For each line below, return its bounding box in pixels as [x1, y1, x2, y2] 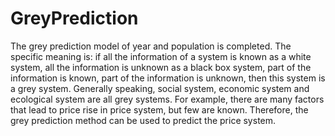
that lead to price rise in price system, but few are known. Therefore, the [10, 103, 309, 116]
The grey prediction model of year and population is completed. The [10, 40, 292, 52]
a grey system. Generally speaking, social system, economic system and [10, 82, 310, 94]
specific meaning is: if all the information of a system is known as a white [10, 50, 312, 62]
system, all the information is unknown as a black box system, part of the [10, 61, 312, 73]
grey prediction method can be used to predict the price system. [10, 114, 277, 126]
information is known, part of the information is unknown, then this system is [10, 72, 326, 84]
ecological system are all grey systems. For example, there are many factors [10, 93, 325, 105]
